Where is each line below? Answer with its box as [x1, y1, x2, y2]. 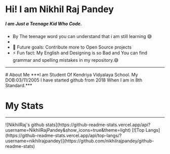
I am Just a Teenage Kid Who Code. [5, 20, 82, 26]
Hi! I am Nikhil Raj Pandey [5, 4, 114, 15]
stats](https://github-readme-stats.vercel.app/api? [45, 122, 151, 128]
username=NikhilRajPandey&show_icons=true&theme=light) [5, 127, 131, 133]
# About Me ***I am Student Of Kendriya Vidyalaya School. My [5, 72, 138, 78]
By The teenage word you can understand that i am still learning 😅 [12, 33, 152, 40]
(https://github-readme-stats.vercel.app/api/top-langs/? [5, 133, 122, 139]
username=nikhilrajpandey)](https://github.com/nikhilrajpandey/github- [5, 138, 154, 144]
